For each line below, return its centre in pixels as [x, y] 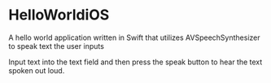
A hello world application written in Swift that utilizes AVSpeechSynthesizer [134, 37]
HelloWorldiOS [59, 15]
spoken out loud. [37, 70]
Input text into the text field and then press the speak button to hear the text [135, 62]
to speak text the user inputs [56, 46]
